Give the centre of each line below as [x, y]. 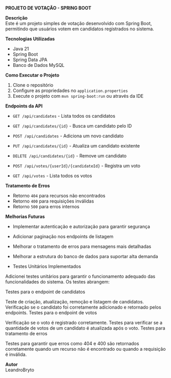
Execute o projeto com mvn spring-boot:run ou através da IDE [78, 96]
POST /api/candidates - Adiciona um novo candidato [68, 136]
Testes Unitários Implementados [47, 266]
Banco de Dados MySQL [39, 65]
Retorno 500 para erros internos [46, 206]
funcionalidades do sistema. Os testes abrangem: [58, 282]
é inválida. [16, 354]
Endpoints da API [24, 106]
